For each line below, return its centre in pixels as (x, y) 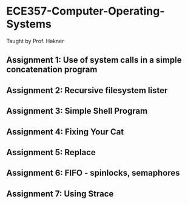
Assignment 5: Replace (51, 152)
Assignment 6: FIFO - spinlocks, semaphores (93, 173)
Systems (29, 24)
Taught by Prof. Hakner (35, 41)
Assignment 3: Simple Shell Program (77, 111)
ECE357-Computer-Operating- (86, 11)
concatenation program (52, 70)
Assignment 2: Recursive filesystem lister (87, 90)
